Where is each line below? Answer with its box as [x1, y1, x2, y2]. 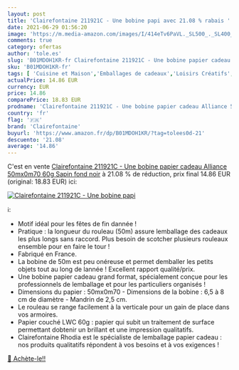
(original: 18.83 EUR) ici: [7, 177, 78, 186]
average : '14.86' [7, 143, 59, 150]
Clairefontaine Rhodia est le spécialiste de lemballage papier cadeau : [17, 333, 222, 342]
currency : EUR [7, 83, 50, 90]
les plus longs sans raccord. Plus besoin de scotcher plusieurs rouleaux [17, 235, 229, 243]
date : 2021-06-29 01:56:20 [7, 23, 87, 31]
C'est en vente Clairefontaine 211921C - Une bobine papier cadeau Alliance [7, 162, 228, 171]
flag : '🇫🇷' [7, 116, 43, 123]
